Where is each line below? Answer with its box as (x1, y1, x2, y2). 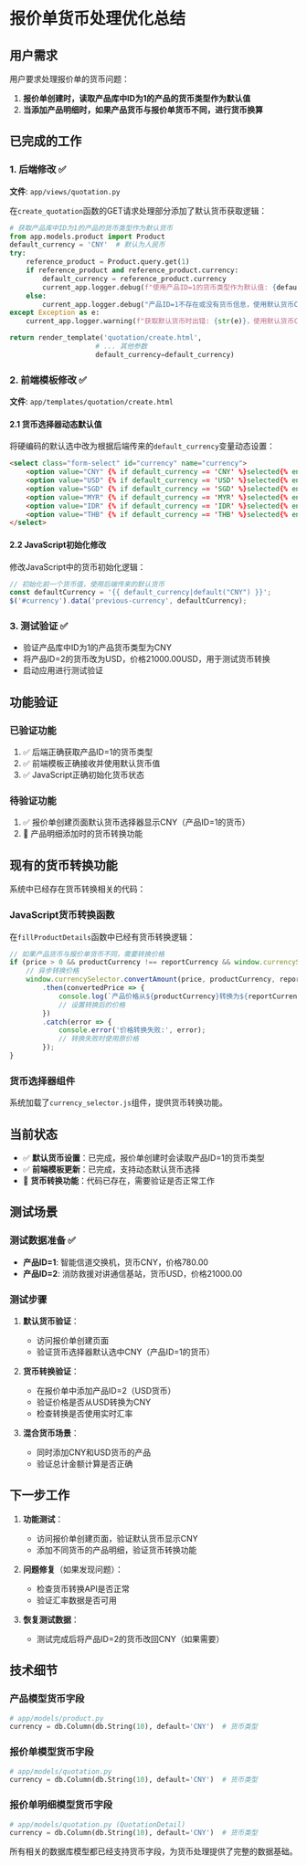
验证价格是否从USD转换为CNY (36, 1396, 152, 1407)
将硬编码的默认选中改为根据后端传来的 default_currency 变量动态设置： (9, 440, 276, 452)
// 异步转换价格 (26, 966, 79, 975)
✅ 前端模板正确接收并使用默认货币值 (22, 758, 161, 769)
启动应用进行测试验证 (22, 665, 103, 676)
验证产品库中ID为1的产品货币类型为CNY (22, 642, 172, 653)
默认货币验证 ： (22, 1316, 79, 1326)
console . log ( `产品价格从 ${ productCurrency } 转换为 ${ (58, 992, 249, 1001)
